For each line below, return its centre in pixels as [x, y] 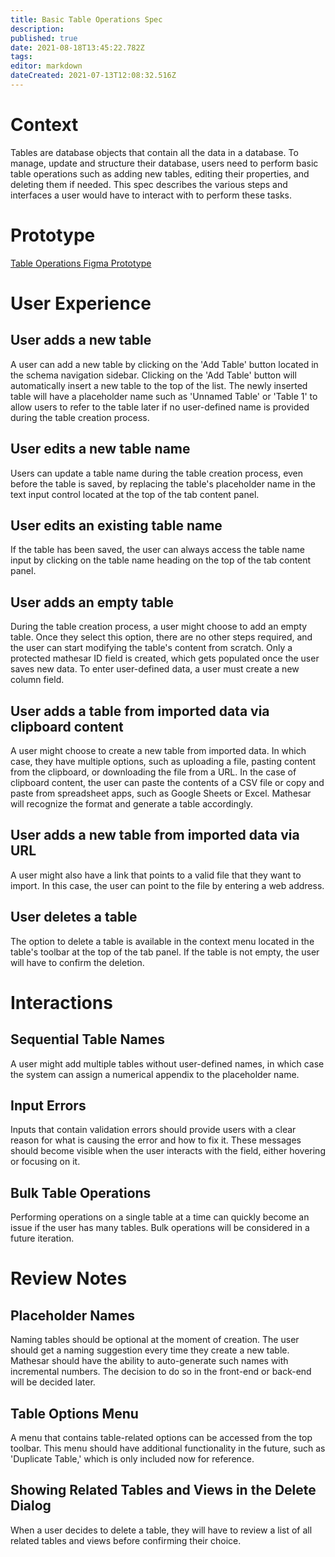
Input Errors [48, 1106]
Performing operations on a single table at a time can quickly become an [160, 1217]
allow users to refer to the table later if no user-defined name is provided [160, 407]
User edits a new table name [100, 449]
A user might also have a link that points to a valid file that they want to [156, 875]
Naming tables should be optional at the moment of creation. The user [155, 1340]
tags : [21, 57]
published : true [44, 38]
